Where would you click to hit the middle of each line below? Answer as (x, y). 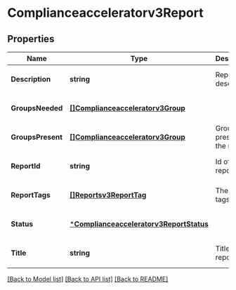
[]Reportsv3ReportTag (108, 195)
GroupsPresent (37, 137)
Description (31, 79)
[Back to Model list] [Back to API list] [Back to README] (88, 279)
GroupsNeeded (37, 108)
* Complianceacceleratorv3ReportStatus (139, 224)
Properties (31, 39)
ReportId (26, 166)
